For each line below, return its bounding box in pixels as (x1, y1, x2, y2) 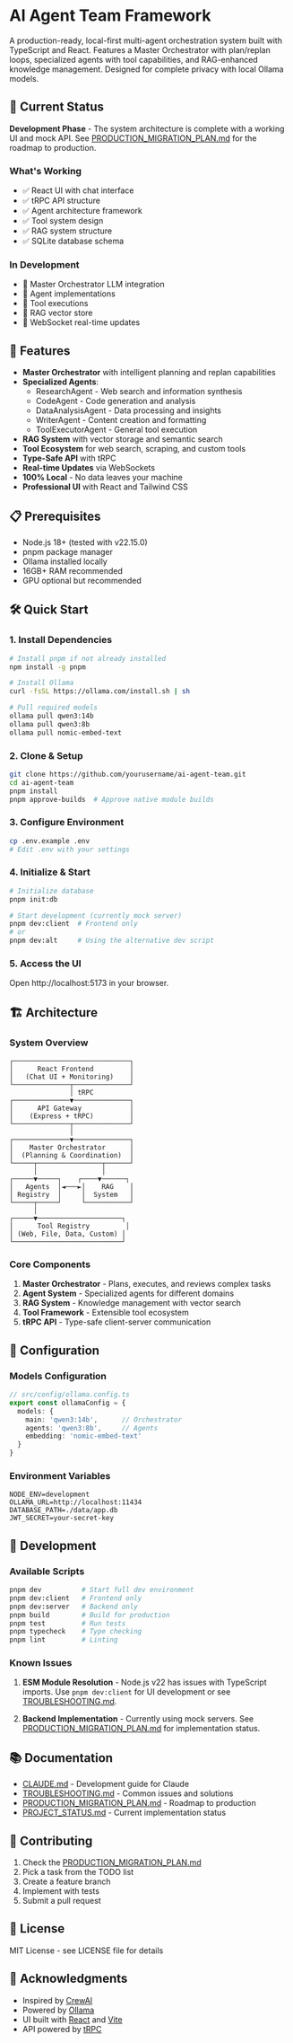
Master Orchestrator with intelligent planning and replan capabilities (22, 367, 276, 378)
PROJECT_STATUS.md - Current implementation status (22, 1807, 227, 1818)
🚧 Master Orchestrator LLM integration (22, 279, 165, 290)
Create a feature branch (22, 1876, 111, 1887)
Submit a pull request (22, 1896, 101, 1907)
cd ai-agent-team (9, 778, 74, 787)
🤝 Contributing (9, 1833, 93, 1848)
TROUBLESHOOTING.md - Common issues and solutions (22, 1788, 234, 1799)
